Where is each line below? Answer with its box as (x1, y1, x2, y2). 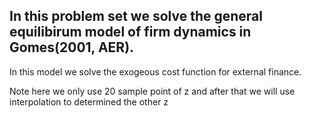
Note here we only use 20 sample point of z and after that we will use (9, 85, 296, 97)
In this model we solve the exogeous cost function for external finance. (9, 65, 302, 78)
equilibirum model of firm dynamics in (9, 24, 252, 41)
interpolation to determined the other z (9, 95, 169, 108)
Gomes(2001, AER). (9, 39, 135, 56)
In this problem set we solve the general (9, 8, 263, 25)
